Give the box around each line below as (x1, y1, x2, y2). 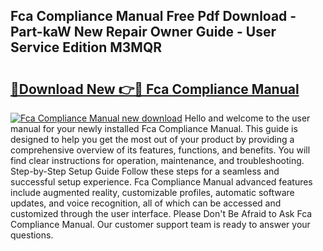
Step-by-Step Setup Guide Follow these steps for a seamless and (10, 165, 280, 177)
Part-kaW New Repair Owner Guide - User (10, 24, 277, 41)
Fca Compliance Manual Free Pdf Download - (10, 8, 297, 25)
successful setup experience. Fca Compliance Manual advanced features (10, 176, 313, 188)
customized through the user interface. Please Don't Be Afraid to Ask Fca (10, 208, 313, 219)
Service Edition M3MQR (10, 39, 163, 56)
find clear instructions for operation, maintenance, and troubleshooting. (10, 155, 305, 166)
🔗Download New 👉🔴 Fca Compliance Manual (10, 80, 300, 98)
